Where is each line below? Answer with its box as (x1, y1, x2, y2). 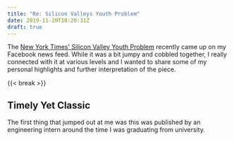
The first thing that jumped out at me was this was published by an (7, 118, 201, 127)
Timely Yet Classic (7, 99, 91, 111)
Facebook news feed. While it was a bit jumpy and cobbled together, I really (7, 50, 228, 59)
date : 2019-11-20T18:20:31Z (7, 17, 90, 24)
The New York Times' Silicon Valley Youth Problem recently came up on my (7, 43, 227, 51)
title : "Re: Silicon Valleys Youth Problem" (7, 10, 140, 18)
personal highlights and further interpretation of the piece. (7, 65, 176, 74)
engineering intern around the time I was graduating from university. (7, 125, 206, 134)
